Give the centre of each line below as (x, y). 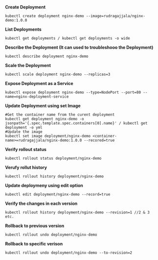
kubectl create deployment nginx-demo (45, 16)
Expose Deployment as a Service (39, 83)
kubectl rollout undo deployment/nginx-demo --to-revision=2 (69, 253)
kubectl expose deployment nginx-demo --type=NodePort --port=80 (73, 92)
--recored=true (99, 140)
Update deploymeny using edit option (44, 185)
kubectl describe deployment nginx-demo (47, 56)
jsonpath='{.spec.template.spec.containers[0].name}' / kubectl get (76, 123)
